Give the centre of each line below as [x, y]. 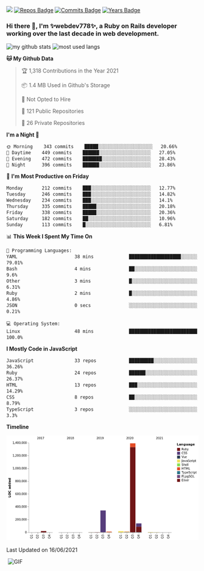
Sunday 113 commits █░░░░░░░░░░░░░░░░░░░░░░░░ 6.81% [90, 225]
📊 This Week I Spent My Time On [49, 236]
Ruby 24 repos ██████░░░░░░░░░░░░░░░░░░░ [102, 373]
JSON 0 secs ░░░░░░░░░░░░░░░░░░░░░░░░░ [102, 306]
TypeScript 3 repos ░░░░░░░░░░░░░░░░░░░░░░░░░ [102, 410]
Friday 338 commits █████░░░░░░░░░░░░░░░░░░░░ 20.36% [91, 213]
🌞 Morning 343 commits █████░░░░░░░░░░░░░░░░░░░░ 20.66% [92, 147]
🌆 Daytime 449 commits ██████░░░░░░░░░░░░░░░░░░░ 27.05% [91, 153]
